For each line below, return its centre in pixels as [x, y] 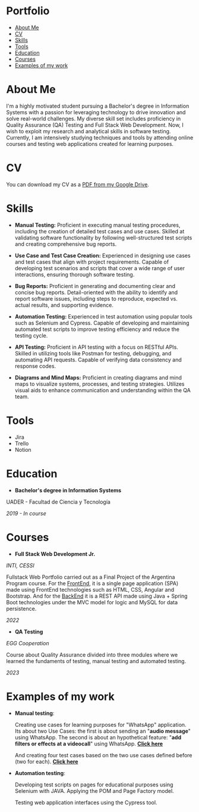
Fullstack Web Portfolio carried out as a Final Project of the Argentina [91, 577]
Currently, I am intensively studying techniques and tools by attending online [100, 138]
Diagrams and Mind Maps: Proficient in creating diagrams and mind [98, 377]
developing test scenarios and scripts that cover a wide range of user [100, 268]
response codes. [35, 366]
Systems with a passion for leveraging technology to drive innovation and [96, 112]
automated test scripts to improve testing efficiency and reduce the [97, 329]
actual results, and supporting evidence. [64, 305]
